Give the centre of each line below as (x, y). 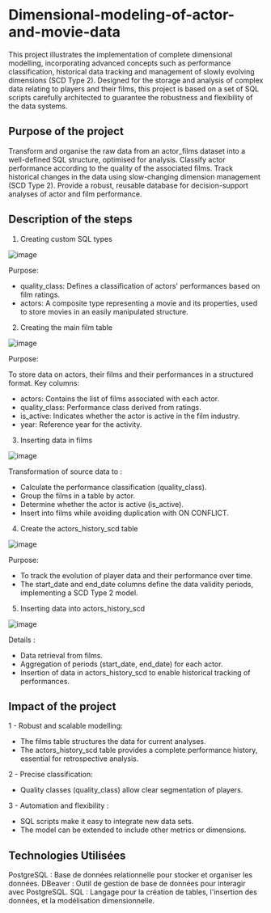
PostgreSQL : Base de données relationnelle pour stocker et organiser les (131, 875)
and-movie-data (65, 32)
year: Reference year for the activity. (81, 424)
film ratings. (40, 294)
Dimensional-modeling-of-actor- (121, 15)
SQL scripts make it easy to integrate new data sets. (107, 822)
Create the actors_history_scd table (79, 528)
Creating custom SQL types (66, 239)
